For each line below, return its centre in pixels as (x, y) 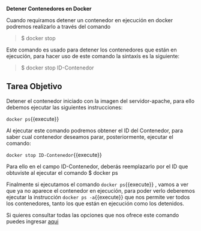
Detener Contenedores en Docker (49, 9)
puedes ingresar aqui (32, 221)
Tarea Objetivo (34, 86)
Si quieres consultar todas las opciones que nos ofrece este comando (93, 215)
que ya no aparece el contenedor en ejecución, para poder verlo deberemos (100, 190)
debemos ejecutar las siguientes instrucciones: (64, 107)
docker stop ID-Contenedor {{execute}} (54, 154)
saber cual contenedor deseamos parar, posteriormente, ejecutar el (90, 136)
